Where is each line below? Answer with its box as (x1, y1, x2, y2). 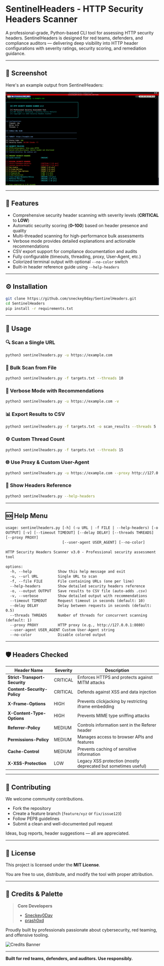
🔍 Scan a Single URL (5, 339, 55, 346)
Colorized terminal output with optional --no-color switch (12, 259, 128, 265)
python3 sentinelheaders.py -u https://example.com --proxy (5, 470, 130, 475)
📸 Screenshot (5, 69, 48, 77)
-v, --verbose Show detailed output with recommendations (10, 593, 147, 598)
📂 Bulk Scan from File (5, 364, 57, 371)
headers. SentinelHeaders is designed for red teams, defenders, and (5, 35, 143, 41)
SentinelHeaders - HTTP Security (5, 3, 144, 15)
